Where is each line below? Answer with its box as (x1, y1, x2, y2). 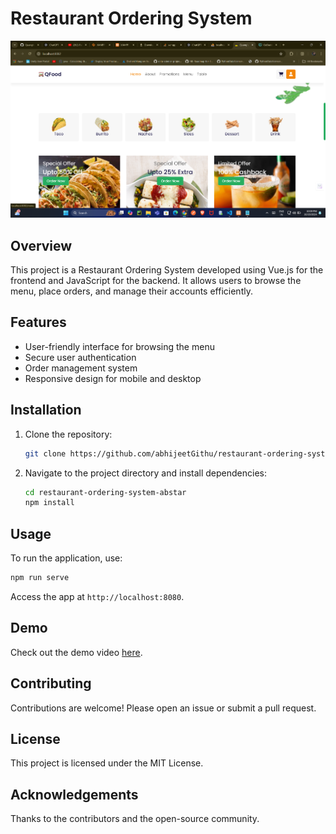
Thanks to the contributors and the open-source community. (10, 813, 260, 825)
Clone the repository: (24, 428, 113, 440)
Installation (10, 402, 82, 419)
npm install (24, 498, 75, 508)
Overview (10, 237, 73, 254)
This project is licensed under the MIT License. (10, 757, 204, 769)
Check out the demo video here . (10, 646, 143, 658)
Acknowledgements (10, 786, 139, 803)
